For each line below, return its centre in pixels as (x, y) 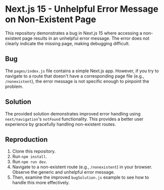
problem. (14, 86)
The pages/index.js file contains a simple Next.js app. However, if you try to (82, 71)
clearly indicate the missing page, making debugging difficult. (68, 43)
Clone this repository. (34, 151)
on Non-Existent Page (51, 19)
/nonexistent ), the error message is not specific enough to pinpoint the (77, 81)
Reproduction (27, 139)
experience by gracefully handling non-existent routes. (61, 124)
